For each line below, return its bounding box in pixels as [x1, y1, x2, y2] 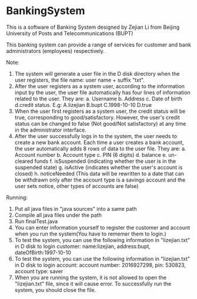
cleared [14, 157, 34, 164]
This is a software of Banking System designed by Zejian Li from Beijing [6, 23, 180, 31]
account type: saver [14, 267, 64, 274]
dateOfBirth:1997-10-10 [14, 248, 72, 256]
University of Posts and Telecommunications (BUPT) [6, 29, 133, 36]
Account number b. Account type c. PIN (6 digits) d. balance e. [14, 151, 168, 158]
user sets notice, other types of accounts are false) [14, 182, 139, 189]
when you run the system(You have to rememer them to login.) [14, 230, 166, 237]
